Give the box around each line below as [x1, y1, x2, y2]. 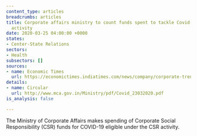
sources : [6, 63, 28, 69]
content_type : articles [6, 8, 64, 15]
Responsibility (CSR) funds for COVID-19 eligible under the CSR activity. [6, 123, 180, 130]
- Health [6, 52, 28, 58]
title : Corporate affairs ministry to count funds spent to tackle [6, 19, 175, 25]
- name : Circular [6, 85, 49, 91]
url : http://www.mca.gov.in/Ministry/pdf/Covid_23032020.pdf [11, 90, 164, 96]
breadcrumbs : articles [6, 14, 62, 20]
